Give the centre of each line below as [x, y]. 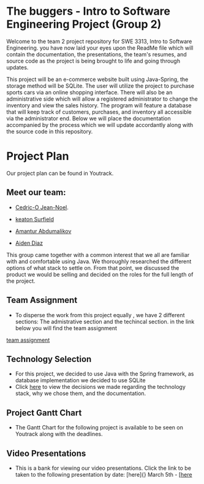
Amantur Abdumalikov [43, 231]
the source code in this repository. [50, 131]
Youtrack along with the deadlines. [59, 434]
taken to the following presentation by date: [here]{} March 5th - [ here [104, 474]
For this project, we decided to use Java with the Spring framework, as [104, 374]
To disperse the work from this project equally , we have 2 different [100, 315]
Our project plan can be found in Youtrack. [60, 173]
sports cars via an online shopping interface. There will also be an [89, 92]
